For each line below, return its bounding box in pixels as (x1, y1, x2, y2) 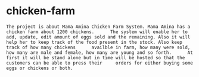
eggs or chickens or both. (6, 65, 73, 71)
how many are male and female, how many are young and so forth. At (6, 49, 194, 56)
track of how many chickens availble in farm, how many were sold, (6, 44, 191, 50)
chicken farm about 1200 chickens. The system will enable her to (6, 28, 188, 35)
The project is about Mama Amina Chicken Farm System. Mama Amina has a (6, 24, 191, 30)
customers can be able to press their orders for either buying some (6, 60, 194, 66)
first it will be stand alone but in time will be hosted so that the (6, 54, 185, 60)
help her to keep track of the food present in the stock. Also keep (6, 39, 183, 45)
